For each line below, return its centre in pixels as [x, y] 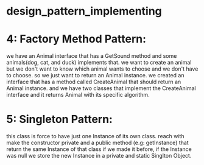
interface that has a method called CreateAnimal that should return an [94, 82]
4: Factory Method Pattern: [76, 39]
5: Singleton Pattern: [59, 119]
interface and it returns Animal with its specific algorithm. [78, 95]
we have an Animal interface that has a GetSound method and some [92, 56]
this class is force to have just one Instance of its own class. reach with [95, 136]
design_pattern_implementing [84, 11]
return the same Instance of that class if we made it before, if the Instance [99, 149]
